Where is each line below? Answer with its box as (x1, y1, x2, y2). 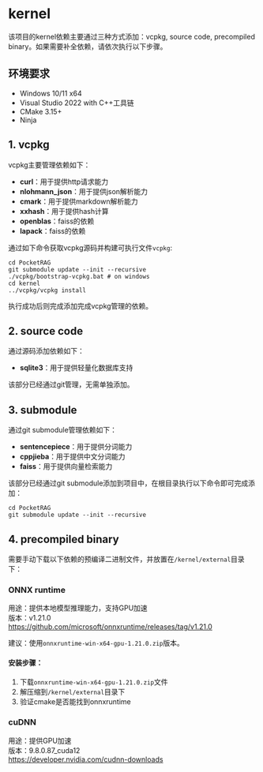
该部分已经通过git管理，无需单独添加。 (8, 380, 134, 389)
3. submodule (8, 403, 77, 417)
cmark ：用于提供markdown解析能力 (19, 197, 138, 206)
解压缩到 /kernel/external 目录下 (19, 687, 126, 696)
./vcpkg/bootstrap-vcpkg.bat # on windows (8, 272, 150, 280)
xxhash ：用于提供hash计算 (19, 206, 109, 215)
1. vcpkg (8, 138, 50, 152)
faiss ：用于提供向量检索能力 (19, 462, 113, 471)
